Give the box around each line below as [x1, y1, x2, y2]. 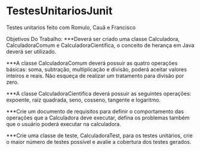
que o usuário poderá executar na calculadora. [6, 120, 121, 127]
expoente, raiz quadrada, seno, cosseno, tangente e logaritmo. [6, 96, 161, 103]
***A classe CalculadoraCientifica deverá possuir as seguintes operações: [6, 90, 192, 97]
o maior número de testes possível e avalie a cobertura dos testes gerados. [6, 138, 192, 145]
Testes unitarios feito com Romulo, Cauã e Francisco [6, 24, 136, 31]
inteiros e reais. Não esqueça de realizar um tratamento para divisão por [6, 72, 184, 79]
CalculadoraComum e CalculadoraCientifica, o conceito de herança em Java [6, 42, 195, 49]
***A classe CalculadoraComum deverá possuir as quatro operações [6, 59, 178, 67]
